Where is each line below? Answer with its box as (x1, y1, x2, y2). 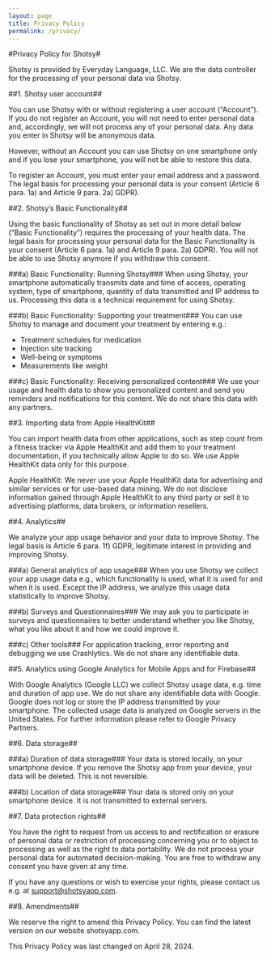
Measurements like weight (19, 361, 108, 371)
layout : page (8, 11, 53, 20)
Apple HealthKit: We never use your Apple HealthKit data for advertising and (8, 475, 263, 485)
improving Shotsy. (8, 550, 69, 560)
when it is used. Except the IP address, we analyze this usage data (8, 582, 231, 592)
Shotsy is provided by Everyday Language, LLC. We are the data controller (8, 65, 256, 75)
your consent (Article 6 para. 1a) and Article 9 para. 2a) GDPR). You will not (8, 245, 259, 255)
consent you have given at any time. (8, 862, 129, 872)
